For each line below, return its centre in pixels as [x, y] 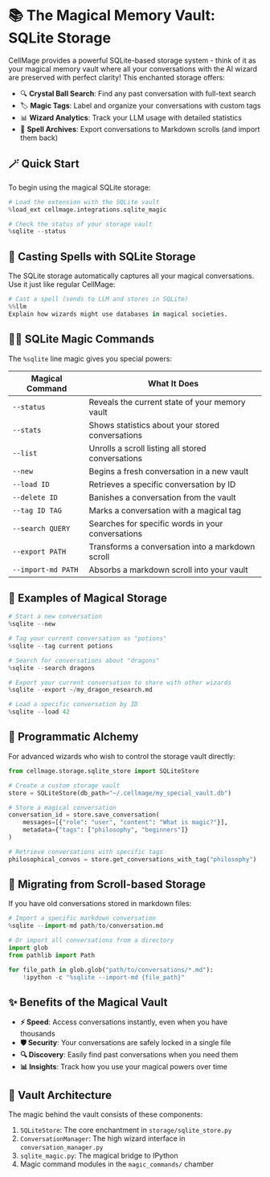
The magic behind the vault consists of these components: [106, 1114]
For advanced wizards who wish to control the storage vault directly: [122, 756]
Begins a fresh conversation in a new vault [169, 471]
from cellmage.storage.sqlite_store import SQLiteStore [104, 771]
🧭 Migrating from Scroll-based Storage [107, 885]
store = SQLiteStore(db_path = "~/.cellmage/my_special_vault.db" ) [120, 793]
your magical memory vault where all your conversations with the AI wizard [133, 68]
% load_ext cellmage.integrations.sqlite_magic [88, 210]
